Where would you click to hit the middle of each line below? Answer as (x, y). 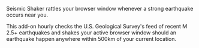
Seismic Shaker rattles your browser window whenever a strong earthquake (100, 9)
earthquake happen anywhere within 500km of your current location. (91, 39)
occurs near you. (27, 15)
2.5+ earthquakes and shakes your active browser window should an (91, 33)
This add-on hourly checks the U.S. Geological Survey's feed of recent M (97, 26)
